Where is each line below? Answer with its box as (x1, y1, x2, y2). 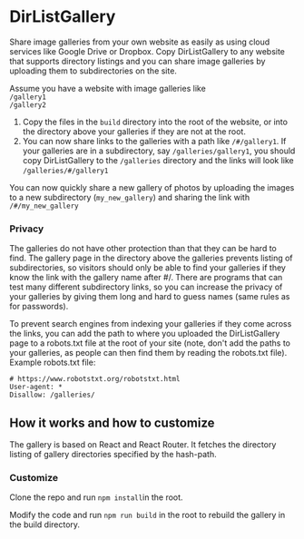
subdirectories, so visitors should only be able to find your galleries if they (9, 262, 286, 273)
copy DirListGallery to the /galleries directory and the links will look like (22, 154, 295, 165)
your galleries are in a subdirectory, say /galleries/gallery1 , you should (22, 145, 296, 156)
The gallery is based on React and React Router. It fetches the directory (9, 439, 277, 450)
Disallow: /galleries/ (9, 390, 95, 400)
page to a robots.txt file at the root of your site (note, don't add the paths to (9, 338, 290, 348)
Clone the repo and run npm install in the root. (9, 492, 183, 503)
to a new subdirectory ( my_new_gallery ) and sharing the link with (9, 191, 250, 202)
